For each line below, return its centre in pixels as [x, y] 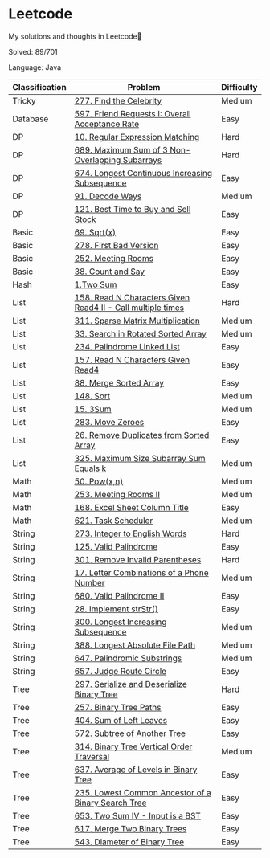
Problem [144, 87]
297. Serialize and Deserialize [131, 684]
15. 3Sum [93, 409]
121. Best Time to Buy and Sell [133, 209]
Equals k [90, 468]
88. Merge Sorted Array [119, 382]
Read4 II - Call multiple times [129, 308]
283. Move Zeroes [109, 422]
